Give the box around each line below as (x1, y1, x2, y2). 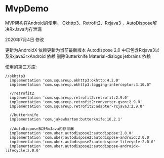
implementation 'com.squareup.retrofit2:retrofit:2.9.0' (9, 95, 129, 100)
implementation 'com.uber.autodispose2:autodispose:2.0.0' (9, 130, 134, 136)
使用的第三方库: (5, 64, 37, 70)
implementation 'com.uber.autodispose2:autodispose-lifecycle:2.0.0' (9, 139, 156, 144)
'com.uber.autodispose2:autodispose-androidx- (42, 144, 140, 149)
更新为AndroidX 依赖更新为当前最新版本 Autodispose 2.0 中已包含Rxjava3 (5, 47, 155, 53)
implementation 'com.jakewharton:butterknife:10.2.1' (9, 117, 123, 121)
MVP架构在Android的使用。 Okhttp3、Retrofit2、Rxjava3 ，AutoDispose (5, 20, 153, 26)
